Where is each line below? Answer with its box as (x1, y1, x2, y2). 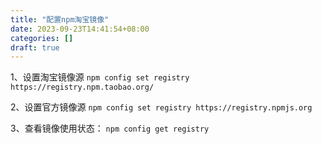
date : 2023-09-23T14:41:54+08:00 (10, 24, 150, 34)
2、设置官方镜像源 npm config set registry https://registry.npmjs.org (10, 101, 313, 113)
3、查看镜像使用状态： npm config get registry (10, 122, 210, 135)
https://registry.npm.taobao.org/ (10, 82, 155, 93)
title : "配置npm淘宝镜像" (10, 14, 110, 25)
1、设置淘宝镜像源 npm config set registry (10, 71, 190, 83)
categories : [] (10, 33, 74, 43)
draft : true (10, 42, 60, 53)
